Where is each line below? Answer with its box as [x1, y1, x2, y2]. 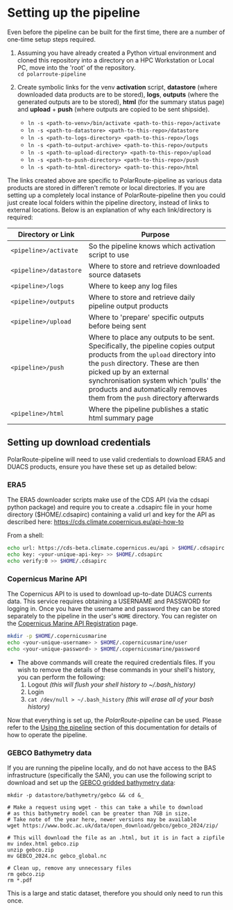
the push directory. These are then [88, 358, 200, 368]
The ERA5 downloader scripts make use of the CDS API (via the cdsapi [7, 496, 209, 504]
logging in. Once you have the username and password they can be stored [7, 604, 221, 612]
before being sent [88, 321, 147, 330]
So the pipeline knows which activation [88, 241, 216, 251]
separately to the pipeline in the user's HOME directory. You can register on [7, 612, 217, 620]
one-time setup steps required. [7, 35, 96, 43]
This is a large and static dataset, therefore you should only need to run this [7, 888, 223, 897]
